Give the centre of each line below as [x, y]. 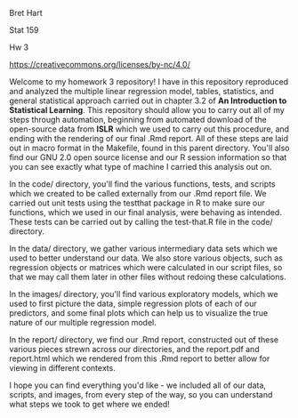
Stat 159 [24, 30]
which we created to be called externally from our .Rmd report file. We [138, 193]
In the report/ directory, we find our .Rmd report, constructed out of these [144, 340]
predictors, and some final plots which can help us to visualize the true [139, 313]
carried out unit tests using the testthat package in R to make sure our [137, 203]
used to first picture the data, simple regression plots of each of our [133, 303]
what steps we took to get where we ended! [90, 404]
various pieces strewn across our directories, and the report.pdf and [134, 349]
